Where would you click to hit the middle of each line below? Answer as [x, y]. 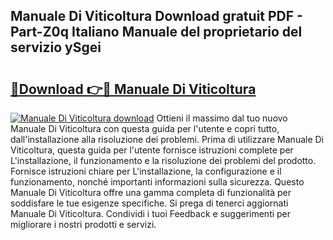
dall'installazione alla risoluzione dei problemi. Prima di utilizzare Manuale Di [167, 139]
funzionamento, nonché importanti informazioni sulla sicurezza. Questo [157, 182]
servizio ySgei [56, 47]
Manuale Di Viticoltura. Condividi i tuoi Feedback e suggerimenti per [151, 213]
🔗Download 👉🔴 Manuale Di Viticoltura [133, 89]
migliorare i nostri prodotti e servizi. [83, 224]
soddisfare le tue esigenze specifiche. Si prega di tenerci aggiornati [149, 203]
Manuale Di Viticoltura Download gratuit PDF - [156, 16]
